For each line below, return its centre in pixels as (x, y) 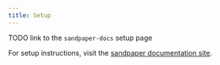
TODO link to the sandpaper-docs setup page (80, 38)
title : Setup (30, 15)
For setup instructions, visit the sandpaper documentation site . (110, 52)
